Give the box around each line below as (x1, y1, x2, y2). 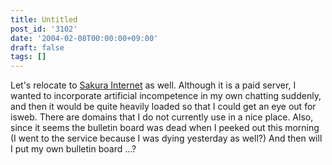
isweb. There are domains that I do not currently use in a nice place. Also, (10, 111, 314, 123)
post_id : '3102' (10, 24, 78, 34)
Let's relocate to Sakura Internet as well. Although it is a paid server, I (10, 79, 297, 91)
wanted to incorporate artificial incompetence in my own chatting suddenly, (10, 90, 322, 102)
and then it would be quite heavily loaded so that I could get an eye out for (10, 101, 317, 113)
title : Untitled (10, 14, 78, 25)
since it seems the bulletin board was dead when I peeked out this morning (10, 122, 320, 134)
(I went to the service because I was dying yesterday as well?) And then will (10, 132, 323, 145)
